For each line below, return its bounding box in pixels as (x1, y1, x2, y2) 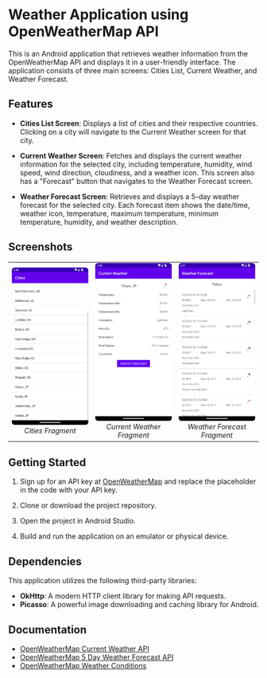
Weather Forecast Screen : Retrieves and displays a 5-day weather (19, 191, 240, 201)
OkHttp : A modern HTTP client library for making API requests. (19, 591, 226, 601)
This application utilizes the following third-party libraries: (8, 576, 197, 586)
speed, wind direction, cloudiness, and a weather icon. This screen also (19, 167, 255, 177)
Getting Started (8, 456, 87, 469)
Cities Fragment (23, 426, 77, 436)
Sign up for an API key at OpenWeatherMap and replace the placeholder (19, 476, 257, 487)
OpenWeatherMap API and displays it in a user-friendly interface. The (8, 57, 236, 67)
